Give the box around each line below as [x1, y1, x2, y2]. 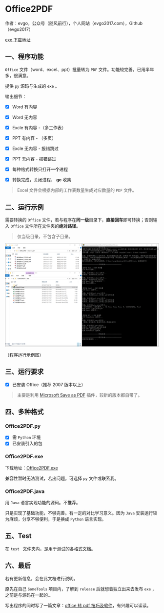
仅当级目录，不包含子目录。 [17, 234, 73, 240]
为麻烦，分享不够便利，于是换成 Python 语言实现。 [5, 516, 106, 522]
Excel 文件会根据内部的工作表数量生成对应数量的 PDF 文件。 [17, 187, 137, 193]
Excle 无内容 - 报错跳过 [12, 146, 59, 151]
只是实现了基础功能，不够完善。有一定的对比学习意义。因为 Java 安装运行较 [5, 510, 158, 516]
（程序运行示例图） [5, 352, 44, 358]
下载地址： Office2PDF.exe [5, 465, 58, 471]
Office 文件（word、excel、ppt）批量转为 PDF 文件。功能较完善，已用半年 [5, 66, 154, 72]
